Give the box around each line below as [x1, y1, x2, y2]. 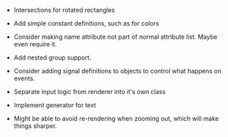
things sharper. [13, 122, 58, 130]
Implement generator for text [13, 101, 96, 109]
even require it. [13, 40, 58, 48]
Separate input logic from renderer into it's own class [13, 88, 166, 95]
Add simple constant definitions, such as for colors [13, 19, 159, 27]
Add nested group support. [13, 53, 91, 62]
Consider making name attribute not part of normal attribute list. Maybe [13, 33, 218, 41]
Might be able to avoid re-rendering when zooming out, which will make [13, 114, 220, 122]
